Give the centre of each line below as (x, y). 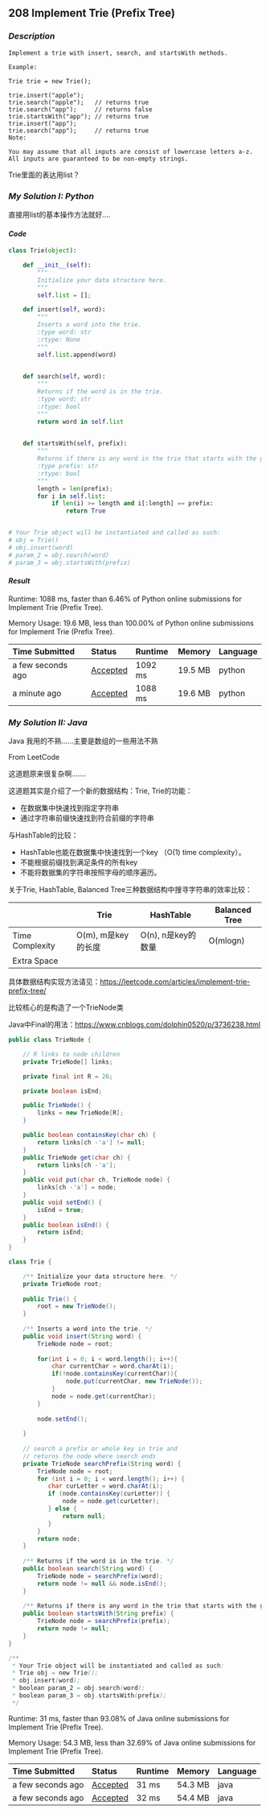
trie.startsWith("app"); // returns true (79, 116)
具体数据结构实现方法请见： (54, 982)
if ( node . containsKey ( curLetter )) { (109, 1494)
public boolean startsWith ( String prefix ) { (98, 1614)
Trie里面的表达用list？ (44, 174)
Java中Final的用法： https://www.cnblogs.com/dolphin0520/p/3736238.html (135, 1025)
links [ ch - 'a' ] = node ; (77, 1188)
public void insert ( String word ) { (82, 1336)
